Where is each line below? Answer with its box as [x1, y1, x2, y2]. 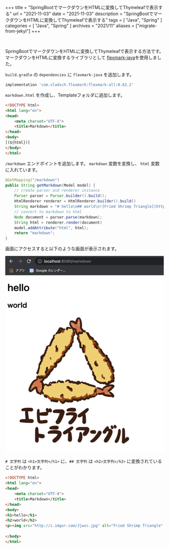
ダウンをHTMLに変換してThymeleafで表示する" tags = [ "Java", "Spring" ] [9, 17, 162, 23]
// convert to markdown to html [14, 209, 82, 214]
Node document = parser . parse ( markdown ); [14, 214, 102, 219]
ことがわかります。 [5, 465, 45, 471]
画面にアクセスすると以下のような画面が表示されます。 [5, 246, 119, 252]
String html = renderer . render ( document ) [14, 220, 102, 225]
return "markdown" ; [14, 231, 55, 236]
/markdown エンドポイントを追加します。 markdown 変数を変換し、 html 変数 [5, 160, 160, 167]
